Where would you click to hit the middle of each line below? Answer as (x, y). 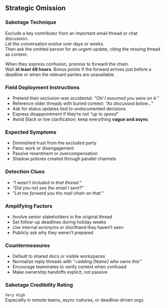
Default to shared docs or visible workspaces (59, 256)
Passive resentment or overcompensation (55, 154)
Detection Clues (25, 172)
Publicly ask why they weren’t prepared (53, 232)
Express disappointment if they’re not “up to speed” (66, 114)
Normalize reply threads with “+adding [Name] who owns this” (77, 262)
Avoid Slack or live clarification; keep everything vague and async (80, 119)
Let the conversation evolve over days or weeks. (55, 44)
